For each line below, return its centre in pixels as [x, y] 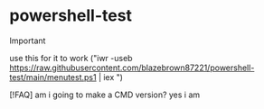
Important [28, 41]
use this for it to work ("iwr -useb [71, 58]
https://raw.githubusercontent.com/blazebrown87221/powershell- [132, 68]
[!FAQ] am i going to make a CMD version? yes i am [105, 95]
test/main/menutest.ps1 [53, 77]
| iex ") [111, 77]
